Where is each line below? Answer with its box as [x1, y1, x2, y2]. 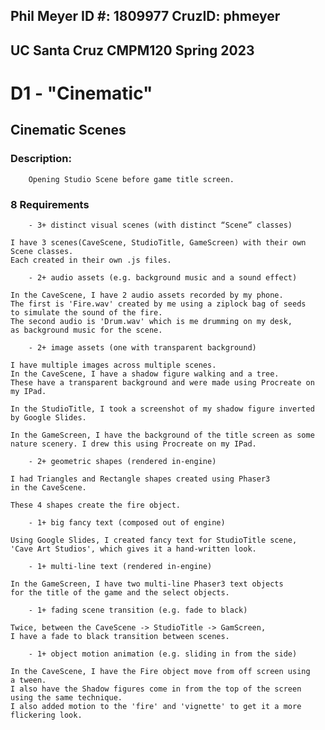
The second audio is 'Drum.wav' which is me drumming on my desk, [10, 316, 293, 326]
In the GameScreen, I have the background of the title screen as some [10, 430, 315, 440]
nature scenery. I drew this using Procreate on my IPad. [10, 439, 257, 449]
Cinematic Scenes [10, 122, 127, 139]
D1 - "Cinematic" [10, 82, 153, 104]
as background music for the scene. [10, 325, 163, 335]
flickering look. [10, 710, 83, 720]
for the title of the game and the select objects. [10, 587, 230, 598]
